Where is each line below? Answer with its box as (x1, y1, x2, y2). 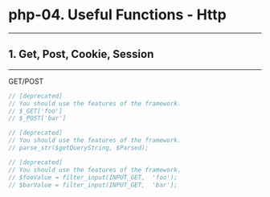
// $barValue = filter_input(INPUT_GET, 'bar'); (8, 181, 178, 189)
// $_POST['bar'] (8, 114, 67, 122)
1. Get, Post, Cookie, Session (8, 47, 154, 61)
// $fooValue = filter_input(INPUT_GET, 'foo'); (8, 173, 178, 182)
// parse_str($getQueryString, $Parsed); (8, 144, 149, 152)
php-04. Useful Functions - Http (8, 6, 227, 24)
